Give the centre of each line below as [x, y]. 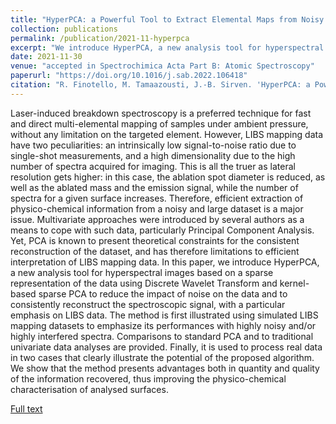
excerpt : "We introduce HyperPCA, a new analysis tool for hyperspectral [167, 47]
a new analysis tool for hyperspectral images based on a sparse [142, 272]
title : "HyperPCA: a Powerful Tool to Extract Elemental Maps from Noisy [167, 19]
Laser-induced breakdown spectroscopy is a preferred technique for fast [161, 113]
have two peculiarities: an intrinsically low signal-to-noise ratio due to [153, 145]
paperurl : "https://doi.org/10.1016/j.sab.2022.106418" [129, 76]
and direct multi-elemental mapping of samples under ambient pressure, [159, 123]
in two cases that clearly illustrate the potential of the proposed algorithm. [162, 357]
